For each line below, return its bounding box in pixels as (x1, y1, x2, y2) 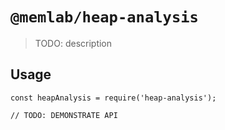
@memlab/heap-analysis (10, 8, 199, 27)
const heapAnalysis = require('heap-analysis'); (10, 93, 217, 103)
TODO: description (34, 37, 113, 49)
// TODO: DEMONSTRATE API (10, 110, 118, 120)
